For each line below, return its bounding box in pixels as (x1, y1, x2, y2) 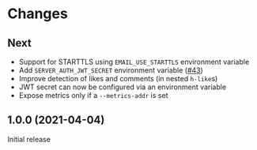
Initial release (7, 134, 51, 144)
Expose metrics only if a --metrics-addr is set (18, 91, 168, 99)
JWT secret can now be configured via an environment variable (18, 82, 227, 92)
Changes (7, 5, 68, 23)
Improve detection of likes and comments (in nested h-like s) (18, 74, 218, 83)
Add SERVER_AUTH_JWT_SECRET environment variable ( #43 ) (18, 66, 203, 75)
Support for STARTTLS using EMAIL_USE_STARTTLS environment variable (18, 57, 250, 66)
